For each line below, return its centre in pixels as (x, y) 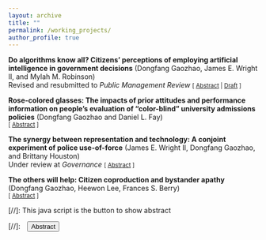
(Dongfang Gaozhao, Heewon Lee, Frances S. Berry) (94, 188)
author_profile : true (44, 37)
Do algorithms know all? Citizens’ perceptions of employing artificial (123, 60)
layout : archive (35, 15)
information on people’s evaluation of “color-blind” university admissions (132, 109)
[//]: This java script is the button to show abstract (90, 211)
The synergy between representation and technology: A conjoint (117, 140)
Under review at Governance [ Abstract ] (71, 165)
